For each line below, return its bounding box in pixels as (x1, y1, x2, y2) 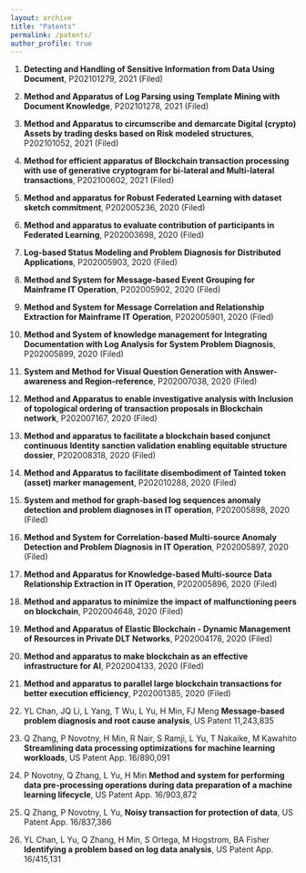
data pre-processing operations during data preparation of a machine (23, 780, 292, 791)
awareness (23, 375, 67, 387)
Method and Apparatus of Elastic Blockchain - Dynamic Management (23, 623, 291, 634)
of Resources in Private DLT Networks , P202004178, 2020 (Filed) (23, 633, 273, 644)
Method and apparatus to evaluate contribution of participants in (23, 220, 275, 231)
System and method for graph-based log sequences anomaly (23, 495, 261, 506)
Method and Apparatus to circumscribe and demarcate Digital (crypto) (23, 118, 297, 129)
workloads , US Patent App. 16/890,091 (23, 753, 170, 764)
